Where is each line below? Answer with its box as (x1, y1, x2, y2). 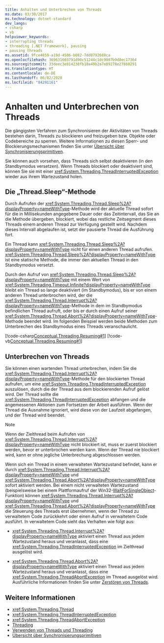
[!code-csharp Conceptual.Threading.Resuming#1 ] (5, 333, 106, 339)
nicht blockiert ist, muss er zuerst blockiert (70, 441, 157, 448)
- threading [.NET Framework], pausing (5, 44, 87, 48)
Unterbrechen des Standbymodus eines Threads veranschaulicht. (5, 323, 138, 329)
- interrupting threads (5, 39, 54, 44)
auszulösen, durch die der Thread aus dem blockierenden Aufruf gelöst (5, 386, 149, 392)
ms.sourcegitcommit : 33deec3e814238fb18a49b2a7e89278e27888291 (5, 62, 137, 67)
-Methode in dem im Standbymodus (69, 303, 142, 309)
